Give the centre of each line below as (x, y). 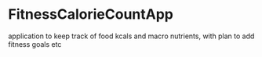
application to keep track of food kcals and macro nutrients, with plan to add (131, 36)
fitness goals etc (35, 44)
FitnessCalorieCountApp (91, 14)
